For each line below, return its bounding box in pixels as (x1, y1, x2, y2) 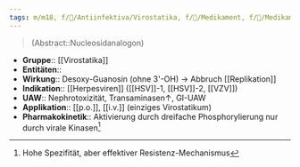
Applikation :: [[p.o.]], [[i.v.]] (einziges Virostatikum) (21, 101, 212, 112)
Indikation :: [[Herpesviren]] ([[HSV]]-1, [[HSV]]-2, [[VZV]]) (21, 83, 238, 93)
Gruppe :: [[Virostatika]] (21, 54, 109, 65)
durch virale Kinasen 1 (21, 121, 101, 133)
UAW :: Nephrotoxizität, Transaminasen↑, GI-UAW (21, 92, 207, 103)
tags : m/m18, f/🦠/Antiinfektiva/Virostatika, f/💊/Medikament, (9, 12, 246, 22)
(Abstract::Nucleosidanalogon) (30, 37, 145, 48)
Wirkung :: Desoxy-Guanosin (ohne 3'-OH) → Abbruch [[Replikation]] (21, 73, 277, 84)
